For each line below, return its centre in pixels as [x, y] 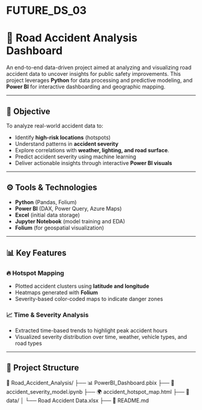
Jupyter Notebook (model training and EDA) [70, 221]
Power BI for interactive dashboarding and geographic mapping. [86, 87]
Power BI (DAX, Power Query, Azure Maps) [68, 208]
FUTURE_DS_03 [47, 11]
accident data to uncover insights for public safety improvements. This [94, 74]
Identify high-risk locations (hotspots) [63, 137]
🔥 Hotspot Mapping [35, 273]
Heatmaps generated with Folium [56, 293]
